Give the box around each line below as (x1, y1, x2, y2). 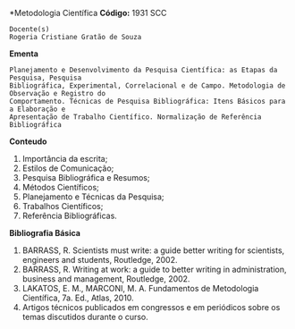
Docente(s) (9, 25, 50, 34)
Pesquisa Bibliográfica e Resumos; (21, 173, 150, 182)
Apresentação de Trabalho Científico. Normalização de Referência (9, 113, 262, 122)
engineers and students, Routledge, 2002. (21, 255, 178, 265)
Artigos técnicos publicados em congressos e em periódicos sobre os (21, 302, 281, 312)
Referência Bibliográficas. (21, 210, 118, 221)
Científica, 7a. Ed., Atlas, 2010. (21, 292, 134, 303)
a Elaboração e (9, 105, 66, 114)
